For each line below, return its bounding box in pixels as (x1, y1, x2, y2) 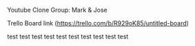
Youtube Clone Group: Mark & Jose (7, 6, 108, 14)
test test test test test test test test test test (7, 32, 129, 41)
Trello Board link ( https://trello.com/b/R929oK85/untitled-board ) (7, 19, 189, 27)
